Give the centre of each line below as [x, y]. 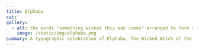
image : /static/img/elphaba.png [57, 33]
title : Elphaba [25, 11]
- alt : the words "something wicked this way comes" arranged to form [100, 28]
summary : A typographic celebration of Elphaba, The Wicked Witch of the [99, 39]
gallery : [17, 22]
